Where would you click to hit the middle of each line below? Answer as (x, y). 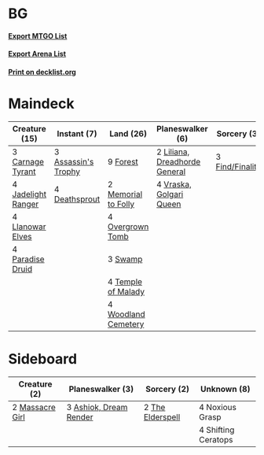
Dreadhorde (178, 161)
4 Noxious (218, 407)
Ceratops (216, 439)
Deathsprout (77, 199)
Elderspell (162, 416)
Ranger (26, 204)
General (171, 172)
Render (80, 416)
